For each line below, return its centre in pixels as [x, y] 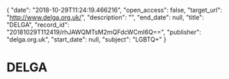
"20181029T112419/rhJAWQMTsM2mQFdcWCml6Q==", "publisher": [104, 32]
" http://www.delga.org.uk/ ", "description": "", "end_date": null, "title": [105, 17]
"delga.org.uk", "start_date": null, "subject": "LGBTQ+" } [87, 39]
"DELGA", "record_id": [38, 25]
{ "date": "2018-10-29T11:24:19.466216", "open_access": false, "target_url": [114, 10]
